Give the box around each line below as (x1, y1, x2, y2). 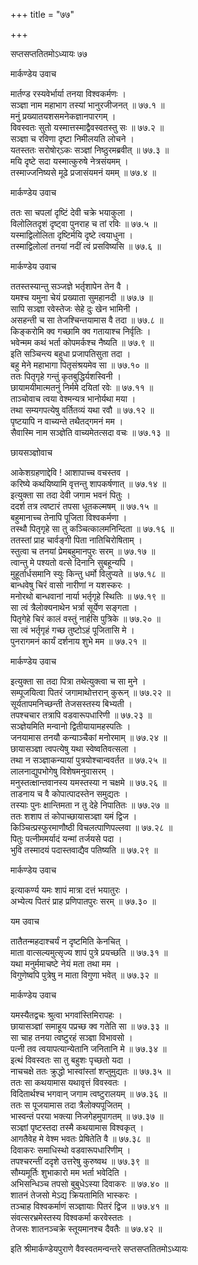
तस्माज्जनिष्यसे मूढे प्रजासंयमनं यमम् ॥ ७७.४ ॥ (10, 167, 157, 178)
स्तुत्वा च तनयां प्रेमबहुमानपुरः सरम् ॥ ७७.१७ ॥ (10, 545, 156, 557)
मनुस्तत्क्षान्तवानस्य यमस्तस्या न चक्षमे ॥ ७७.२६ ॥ (10, 777, 167, 788)
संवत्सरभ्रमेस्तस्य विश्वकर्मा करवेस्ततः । (10, 1212, 133, 1223)
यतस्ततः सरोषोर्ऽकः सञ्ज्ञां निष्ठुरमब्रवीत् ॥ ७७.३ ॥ (10, 144, 170, 156)
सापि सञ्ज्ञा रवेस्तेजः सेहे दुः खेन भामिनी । (10, 303, 139, 314)
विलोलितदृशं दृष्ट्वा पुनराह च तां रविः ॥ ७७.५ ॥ (10, 218, 158, 229)
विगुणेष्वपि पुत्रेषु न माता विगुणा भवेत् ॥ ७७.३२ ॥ (10, 969, 158, 981)
